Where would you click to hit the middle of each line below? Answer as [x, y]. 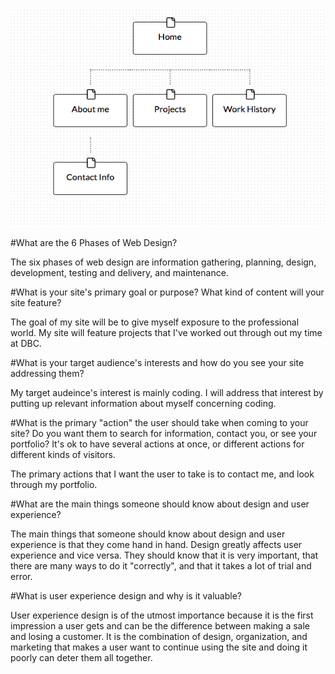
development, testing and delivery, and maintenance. [119, 273]
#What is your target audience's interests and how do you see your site [157, 363]
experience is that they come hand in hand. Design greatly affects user [156, 545]
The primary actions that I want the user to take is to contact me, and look [162, 474]
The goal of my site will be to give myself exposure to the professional [155, 322]
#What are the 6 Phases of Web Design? [94, 243]
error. [21, 577]
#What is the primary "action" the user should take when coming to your [159, 423]
